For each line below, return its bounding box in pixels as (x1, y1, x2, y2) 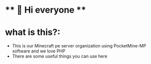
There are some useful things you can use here (12, 53, 108, 59)
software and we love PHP (12, 48, 65, 54)
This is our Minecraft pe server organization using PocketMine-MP (12, 43, 147, 49)
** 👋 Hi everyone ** (5, 4, 86, 16)
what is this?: (5, 27, 61, 38)
